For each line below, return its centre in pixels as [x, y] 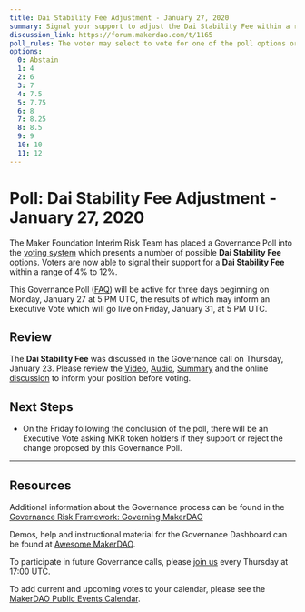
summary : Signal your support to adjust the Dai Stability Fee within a [150, 26]
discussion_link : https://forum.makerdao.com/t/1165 [111, 35]
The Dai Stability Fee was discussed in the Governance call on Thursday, [147, 359]
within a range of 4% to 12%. [64, 271]
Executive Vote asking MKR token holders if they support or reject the [152, 438]
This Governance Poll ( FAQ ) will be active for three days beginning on [139, 289]
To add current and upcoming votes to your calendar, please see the [138, 589]
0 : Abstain [38, 60]
